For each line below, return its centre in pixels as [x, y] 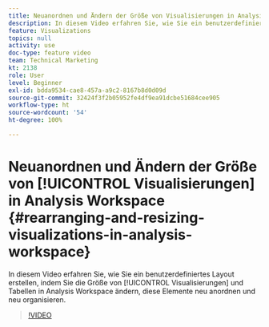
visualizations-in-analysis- [100, 235]
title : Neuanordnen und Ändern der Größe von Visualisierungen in [121, 16]
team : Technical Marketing [53, 61]
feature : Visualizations [50, 30]
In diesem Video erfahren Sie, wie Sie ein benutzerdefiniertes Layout [121, 274]
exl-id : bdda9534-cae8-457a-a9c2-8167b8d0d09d [87, 90]
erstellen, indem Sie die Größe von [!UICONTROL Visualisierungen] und [126, 282]
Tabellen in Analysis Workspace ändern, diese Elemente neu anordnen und [132, 291]
